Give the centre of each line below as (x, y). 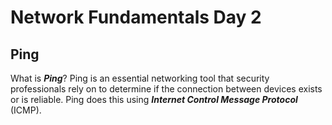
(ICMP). (26, 110)
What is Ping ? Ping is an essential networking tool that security (140, 78)
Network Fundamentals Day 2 (136, 17)
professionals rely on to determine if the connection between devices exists (166, 89)
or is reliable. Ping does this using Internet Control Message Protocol (154, 99)
